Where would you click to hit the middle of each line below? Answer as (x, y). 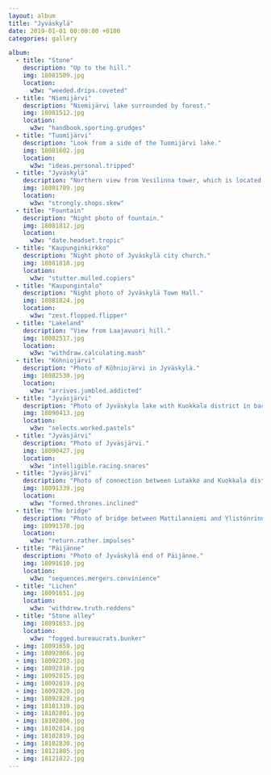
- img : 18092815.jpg (50, 676)
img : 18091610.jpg (54, 563)
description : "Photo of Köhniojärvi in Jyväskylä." (111, 368)
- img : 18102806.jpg (50, 721)
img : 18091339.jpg (54, 488)
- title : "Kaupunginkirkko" (63, 248)
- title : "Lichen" (47, 586)
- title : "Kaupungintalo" (59, 286)
